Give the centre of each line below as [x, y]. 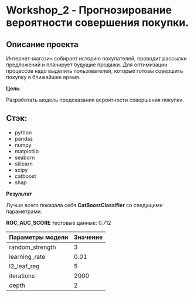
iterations [22, 275]
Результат [19, 194]
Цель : [13, 88]
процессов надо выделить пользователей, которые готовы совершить [95, 71]
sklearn [24, 163]
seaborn [25, 157]
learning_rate [27, 256]
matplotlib [27, 151]
